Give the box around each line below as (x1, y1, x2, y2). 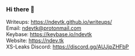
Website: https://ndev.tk (6, 37, 64, 44)
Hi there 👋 (6, 5, 35, 13)
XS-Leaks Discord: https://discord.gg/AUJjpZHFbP (6, 43, 129, 50)
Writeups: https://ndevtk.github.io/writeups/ (6, 19, 113, 26)
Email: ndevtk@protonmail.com (6, 24, 82, 32)
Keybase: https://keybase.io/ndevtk (6, 31, 92, 38)
